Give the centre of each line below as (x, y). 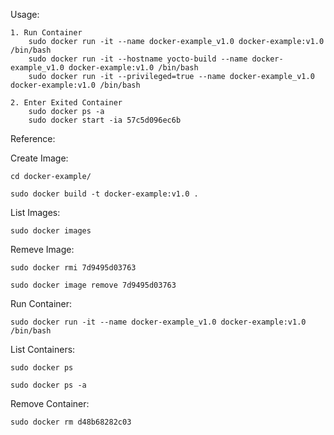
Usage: (25, 14)
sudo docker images (51, 231)
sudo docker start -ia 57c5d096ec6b (105, 120)
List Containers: (43, 349)
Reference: (33, 138)
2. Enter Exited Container (66, 103)
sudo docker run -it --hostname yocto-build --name (138, 59)
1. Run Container (46, 33)
